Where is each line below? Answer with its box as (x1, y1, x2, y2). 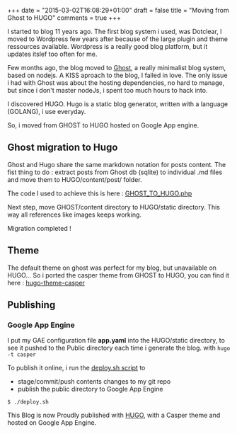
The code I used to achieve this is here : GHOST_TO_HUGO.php (7, 189, 192, 198)
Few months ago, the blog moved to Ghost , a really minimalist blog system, (7, 64, 226, 72)
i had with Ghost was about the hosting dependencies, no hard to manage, (7, 79, 225, 87)
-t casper (7, 351, 37, 358)
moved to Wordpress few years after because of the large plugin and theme (7, 35, 229, 43)
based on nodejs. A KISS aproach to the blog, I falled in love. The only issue (7, 71, 228, 79)
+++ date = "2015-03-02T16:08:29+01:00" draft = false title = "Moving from (7, 6, 229, 14)
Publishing (7, 299, 56, 311)
